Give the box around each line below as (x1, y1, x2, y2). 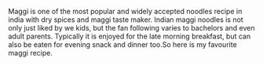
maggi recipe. (8, 49, 53, 57)
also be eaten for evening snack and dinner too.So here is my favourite (8, 40, 237, 49)
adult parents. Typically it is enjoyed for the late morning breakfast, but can (8, 31, 251, 41)
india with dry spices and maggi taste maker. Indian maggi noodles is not (8, 15, 243, 24)
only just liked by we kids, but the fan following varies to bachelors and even (8, 23, 255, 32)
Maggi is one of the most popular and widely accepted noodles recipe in (8, 7, 243, 16)
